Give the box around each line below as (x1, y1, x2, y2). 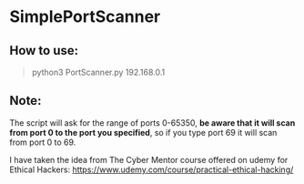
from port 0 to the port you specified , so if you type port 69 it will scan (9, 127, 278, 138)
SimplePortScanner (9, 6, 161, 27)
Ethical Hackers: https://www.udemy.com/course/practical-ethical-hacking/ (9, 164, 294, 175)
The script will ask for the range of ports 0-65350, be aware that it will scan (9, 117, 296, 128)
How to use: (9, 43, 79, 58)
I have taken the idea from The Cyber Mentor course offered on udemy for (9, 154, 289, 165)
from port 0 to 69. (9, 137, 76, 148)
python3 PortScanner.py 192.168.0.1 (31, 66, 166, 77)
